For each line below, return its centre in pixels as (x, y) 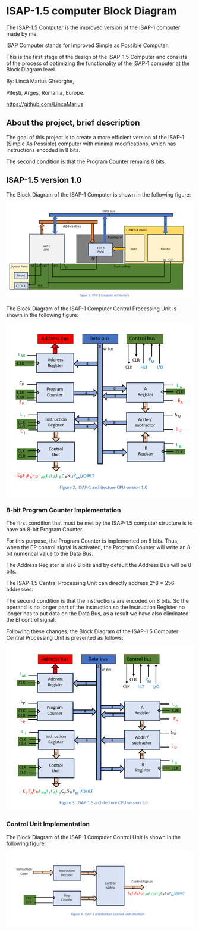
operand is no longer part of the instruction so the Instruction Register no (96, 607)
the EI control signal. (31, 620)
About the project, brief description (73, 123)
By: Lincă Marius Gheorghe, (40, 81)
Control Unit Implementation (48, 824)
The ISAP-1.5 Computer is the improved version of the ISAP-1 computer (93, 27)
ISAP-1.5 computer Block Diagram (91, 11)
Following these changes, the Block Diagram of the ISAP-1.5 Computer (92, 631)
